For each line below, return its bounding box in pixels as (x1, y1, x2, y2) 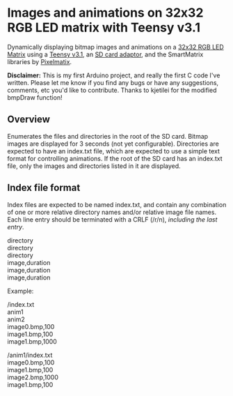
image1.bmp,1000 (7, 337, 57, 346)
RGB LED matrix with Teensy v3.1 (7, 20, 200, 36)
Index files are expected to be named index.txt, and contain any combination (7, 200, 227, 208)
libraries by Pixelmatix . (7, 57, 72, 66)
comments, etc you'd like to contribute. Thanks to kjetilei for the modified (7, 86, 217, 94)
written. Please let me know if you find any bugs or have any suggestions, (7, 78, 219, 86)
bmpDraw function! (7, 93, 63, 102)
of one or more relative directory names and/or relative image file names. (7, 208, 217, 216)
